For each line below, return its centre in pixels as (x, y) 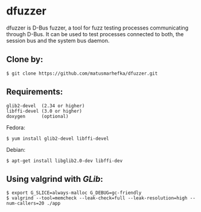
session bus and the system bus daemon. (58, 40)
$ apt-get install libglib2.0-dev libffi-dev (64, 161)
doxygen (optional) (37, 116)
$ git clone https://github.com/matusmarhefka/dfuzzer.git (82, 73)
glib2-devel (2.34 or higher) (46, 106)
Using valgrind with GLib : (55, 179)
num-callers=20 (25, 204)
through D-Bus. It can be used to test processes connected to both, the (95, 34)
